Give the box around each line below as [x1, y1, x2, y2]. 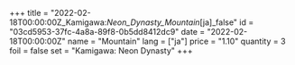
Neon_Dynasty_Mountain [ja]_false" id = [106, 17, 254, 28]
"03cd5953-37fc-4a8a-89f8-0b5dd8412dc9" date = [9, 27, 206, 37]
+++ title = [9, 8, 50, 18]
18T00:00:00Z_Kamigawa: [9, 17, 107, 28]
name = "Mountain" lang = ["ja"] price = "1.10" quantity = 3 [67, 36, 286, 46]
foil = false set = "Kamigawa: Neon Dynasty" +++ [9, 45, 194, 56]
